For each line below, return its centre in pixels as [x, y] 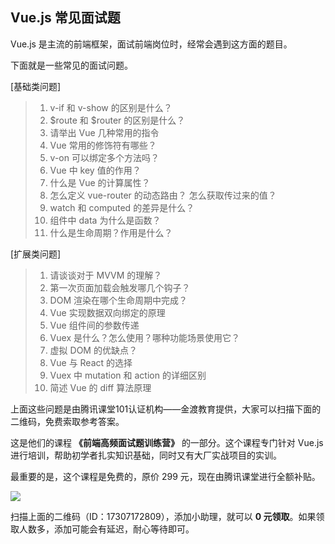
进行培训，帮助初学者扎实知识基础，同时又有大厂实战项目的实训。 [146, 455]
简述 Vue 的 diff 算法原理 [100, 387]
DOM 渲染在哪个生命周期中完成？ [118, 300]
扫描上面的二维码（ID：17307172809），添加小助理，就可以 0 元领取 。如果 [163, 516]
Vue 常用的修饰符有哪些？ [103, 145]
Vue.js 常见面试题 [65, 18]
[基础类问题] [36, 86]
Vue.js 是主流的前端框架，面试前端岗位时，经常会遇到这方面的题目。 [151, 44]
